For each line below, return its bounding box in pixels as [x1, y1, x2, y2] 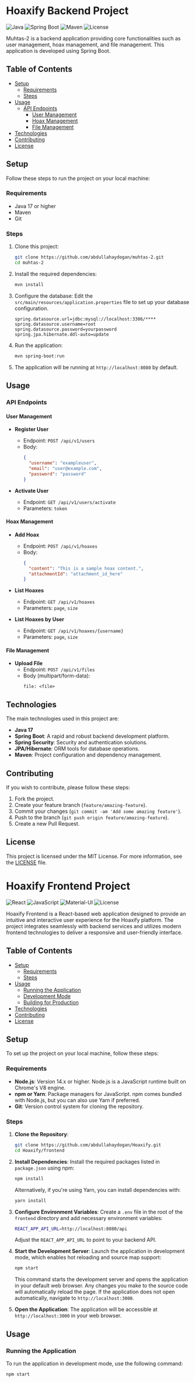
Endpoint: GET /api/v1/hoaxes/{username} [23, 627, 124, 634]
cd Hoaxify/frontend [14, 1147, 65, 1153]
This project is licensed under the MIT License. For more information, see [6, 853, 183, 860]
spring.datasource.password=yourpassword [14, 326, 117, 332]
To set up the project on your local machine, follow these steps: [6, 1050, 159, 1057]
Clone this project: [14, 243, 59, 250]
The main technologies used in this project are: [6, 715, 119, 722]
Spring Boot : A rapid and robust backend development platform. [14, 733, 170, 740]
